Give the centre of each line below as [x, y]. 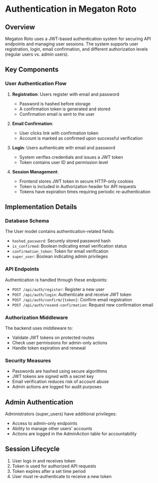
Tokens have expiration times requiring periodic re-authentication [85, 191]
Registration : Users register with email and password [66, 94]
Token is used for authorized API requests [54, 466]
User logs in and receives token [44, 461]
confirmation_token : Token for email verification [60, 251]
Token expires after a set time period [49, 471]
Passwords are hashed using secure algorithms [60, 371]
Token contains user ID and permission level [64, 162]
